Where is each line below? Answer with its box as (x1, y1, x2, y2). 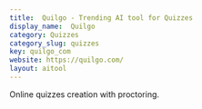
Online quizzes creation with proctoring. (9, 88, 160, 100)
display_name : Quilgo (9, 22, 96, 31)
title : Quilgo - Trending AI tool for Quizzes (9, 13, 194, 23)
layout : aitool (9, 64, 67, 74)
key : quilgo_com (9, 47, 71, 56)
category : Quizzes (9, 30, 79, 39)
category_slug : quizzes (9, 38, 100, 48)
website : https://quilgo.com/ (9, 55, 125, 64)
